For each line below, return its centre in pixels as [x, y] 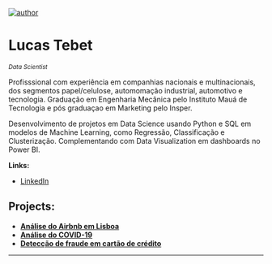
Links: [19, 165]
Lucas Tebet [51, 45]
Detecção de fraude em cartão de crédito [91, 243]
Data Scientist [28, 67]
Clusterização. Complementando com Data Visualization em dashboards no [134, 141]
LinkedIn [34, 181]
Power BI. [24, 149]
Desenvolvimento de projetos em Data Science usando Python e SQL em [130, 123]
